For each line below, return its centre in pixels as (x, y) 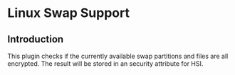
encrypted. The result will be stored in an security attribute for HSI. (105, 64)
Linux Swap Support (69, 13)
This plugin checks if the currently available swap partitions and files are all (118, 56)
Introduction (36, 39)
